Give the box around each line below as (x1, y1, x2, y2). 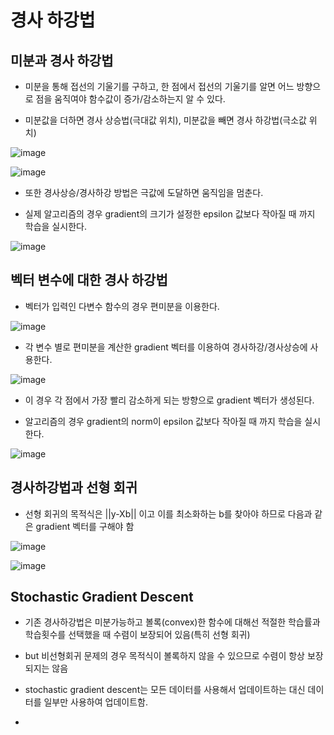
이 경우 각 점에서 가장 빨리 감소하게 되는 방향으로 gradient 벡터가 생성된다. (24, 394, 315, 406)
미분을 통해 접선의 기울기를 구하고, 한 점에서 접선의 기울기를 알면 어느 (24, 81, 295, 92)
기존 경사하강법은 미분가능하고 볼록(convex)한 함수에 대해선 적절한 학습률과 (24, 616, 321, 628)
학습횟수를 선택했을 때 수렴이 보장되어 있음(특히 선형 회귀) (24, 629, 251, 641)
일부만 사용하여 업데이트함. (43, 696, 148, 708)
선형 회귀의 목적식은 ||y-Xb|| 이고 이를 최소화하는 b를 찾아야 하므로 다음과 (24, 507, 313, 520)
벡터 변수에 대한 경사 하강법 (10, 272, 168, 289)
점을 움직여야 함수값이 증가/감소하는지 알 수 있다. (35, 93, 226, 105)
